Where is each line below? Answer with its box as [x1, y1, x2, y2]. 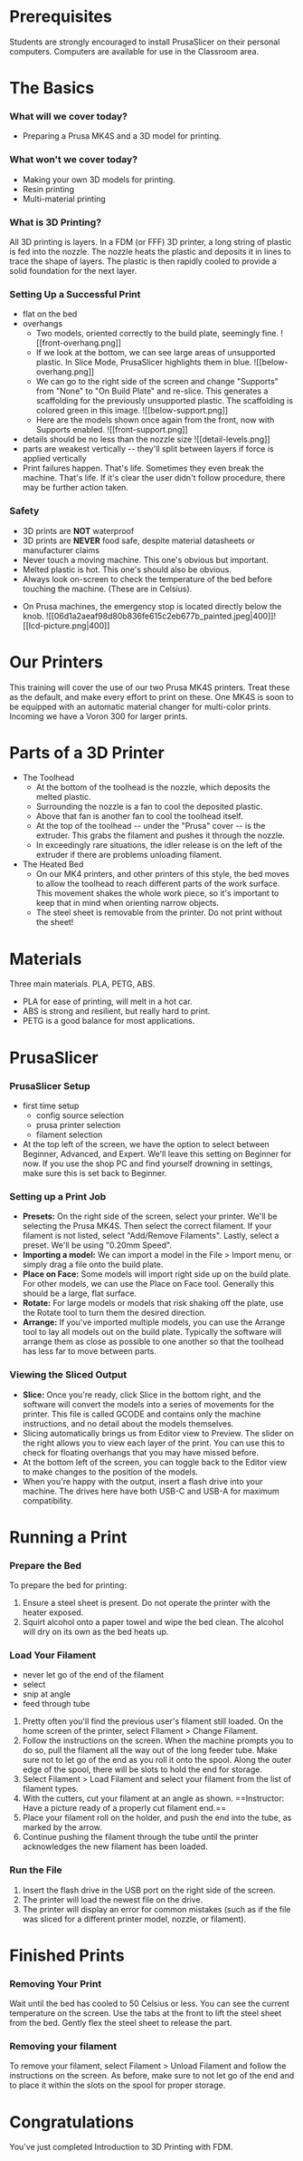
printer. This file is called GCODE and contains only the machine [22, 1408, 261, 1419]
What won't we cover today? [9, 153, 138, 166]
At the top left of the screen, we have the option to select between [22, 1138, 270, 1149]
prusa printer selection [35, 1119, 121, 1130]
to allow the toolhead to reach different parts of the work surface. [35, 878, 280, 890]
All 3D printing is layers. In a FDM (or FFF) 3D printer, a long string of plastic [9, 237, 292, 248]
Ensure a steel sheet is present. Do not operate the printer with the [22, 1597, 271, 1608]
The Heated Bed [22, 859, 84, 870]
